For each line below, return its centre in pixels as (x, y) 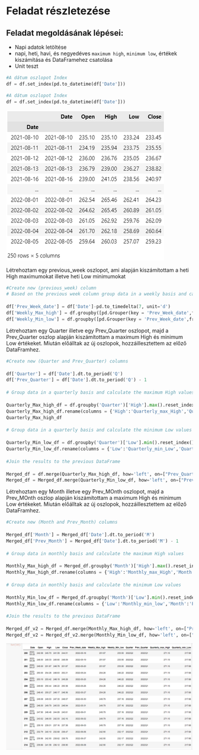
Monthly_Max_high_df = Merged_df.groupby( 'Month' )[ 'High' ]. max (86, 566)
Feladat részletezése (58, 11)
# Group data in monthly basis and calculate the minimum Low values (94, 585)
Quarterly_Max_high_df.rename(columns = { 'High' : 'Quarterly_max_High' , (96, 411)
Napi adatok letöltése (41, 47)
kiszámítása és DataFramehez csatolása (64, 60)
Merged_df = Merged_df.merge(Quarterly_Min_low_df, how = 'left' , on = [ (94, 480)
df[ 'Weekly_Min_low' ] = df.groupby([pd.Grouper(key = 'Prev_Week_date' (96, 319)
